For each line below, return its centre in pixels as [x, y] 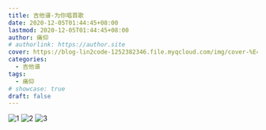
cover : [19, 52]
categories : [28, 60]
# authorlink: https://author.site [67, 45]
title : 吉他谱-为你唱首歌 [46, 15]
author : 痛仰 [28, 37]
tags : [17, 74]
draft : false [30, 96]
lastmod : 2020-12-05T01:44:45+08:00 [68, 30]
